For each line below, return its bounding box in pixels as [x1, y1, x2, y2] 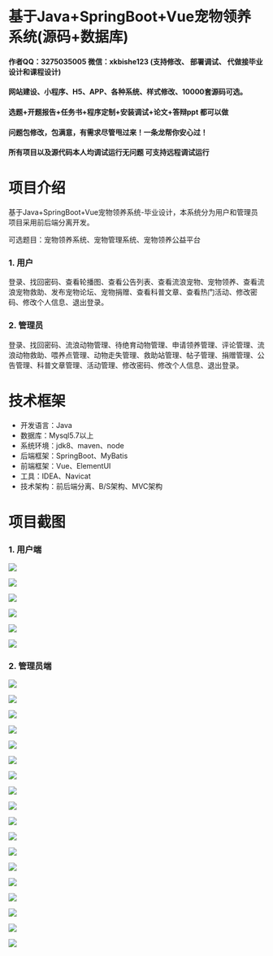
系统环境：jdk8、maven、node [19, 440, 124, 450]
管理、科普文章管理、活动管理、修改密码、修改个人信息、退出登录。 [15, 360, 244, 370]
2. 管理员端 [8, 661, 52, 672]
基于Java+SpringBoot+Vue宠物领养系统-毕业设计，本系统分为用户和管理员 [8, 207, 258, 217]
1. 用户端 [8, 543, 42, 555]
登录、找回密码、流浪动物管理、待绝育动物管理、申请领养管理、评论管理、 [8, 339, 258, 350]
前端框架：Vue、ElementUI [19, 461, 111, 470]
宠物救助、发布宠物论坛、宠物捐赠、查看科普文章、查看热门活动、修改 [15, 287, 250, 297]
